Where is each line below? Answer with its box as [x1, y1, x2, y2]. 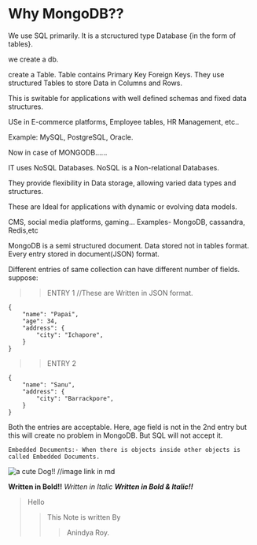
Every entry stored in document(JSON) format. [8, 249, 160, 259]
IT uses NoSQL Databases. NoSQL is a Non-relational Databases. [8, 162, 220, 172]
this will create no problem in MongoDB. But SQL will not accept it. [8, 431, 223, 440]
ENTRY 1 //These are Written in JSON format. [46, 288, 194, 297]
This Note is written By [46, 512, 121, 521]
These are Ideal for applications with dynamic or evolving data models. [8, 202, 237, 211]
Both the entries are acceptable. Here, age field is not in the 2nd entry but [8, 422, 248, 431]
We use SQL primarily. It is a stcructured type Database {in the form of [8, 31, 237, 40]
